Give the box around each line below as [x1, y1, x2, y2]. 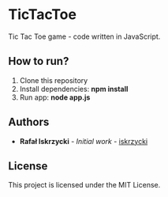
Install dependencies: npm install [19, 84, 129, 93]
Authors [8, 116, 50, 129]
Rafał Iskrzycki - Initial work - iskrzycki [19, 136, 148, 146]
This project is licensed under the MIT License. [8, 180, 161, 190]
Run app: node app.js [19, 93, 91, 102]
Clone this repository [19, 75, 88, 85]
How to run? [8, 55, 69, 68]
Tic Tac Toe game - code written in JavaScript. [8, 32, 161, 41]
